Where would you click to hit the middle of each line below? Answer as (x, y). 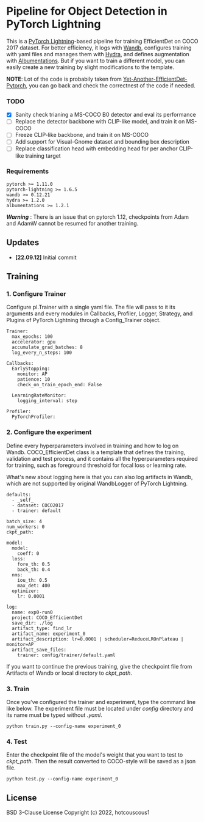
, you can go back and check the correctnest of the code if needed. (111, 85)
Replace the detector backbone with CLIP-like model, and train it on (100, 122)
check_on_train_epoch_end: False (60, 385)
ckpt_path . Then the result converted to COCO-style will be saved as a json (101, 761)
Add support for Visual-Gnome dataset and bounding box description (102, 142)
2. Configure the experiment (49, 432)
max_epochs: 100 (32, 337)
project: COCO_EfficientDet (47, 618)
